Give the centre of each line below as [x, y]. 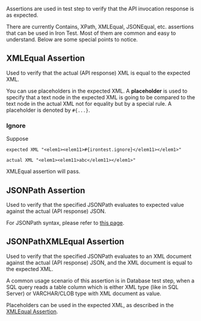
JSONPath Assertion [46, 190]
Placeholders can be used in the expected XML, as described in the [90, 305]
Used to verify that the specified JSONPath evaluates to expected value [95, 204]
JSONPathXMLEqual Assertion [65, 242]
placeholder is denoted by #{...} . [48, 110]
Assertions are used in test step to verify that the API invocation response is [100, 9]
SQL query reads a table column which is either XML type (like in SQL [92, 287]
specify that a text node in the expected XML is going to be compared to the [101, 97]
